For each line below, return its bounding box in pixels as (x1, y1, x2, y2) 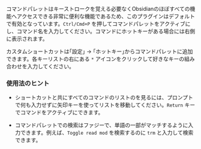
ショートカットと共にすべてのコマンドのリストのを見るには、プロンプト (14, 94, 193, 101)
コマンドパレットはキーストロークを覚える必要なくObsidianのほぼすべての (6, 5, 190, 12)
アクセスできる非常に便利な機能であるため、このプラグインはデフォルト (16, 13, 195, 20)
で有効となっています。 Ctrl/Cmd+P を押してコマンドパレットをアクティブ (6, 20, 186, 27)
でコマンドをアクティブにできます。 (14, 109, 104, 116)
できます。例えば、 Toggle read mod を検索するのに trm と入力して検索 (20, 129, 194, 136)
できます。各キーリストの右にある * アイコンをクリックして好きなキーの (6, 56, 185, 62)
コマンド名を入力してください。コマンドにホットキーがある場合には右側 (16, 28, 196, 35)
